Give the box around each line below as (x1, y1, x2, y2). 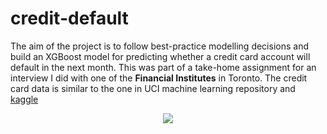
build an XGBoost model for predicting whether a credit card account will (10, 50, 311, 62)
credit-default (10, 7, 129, 30)
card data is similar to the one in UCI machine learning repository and (10, 82, 296, 94)
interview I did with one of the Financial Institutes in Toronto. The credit (10, 72, 308, 84)
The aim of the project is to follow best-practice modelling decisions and (10, 40, 309, 52)
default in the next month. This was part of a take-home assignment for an (10, 61, 317, 73)
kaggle (10, 93, 39, 105)
